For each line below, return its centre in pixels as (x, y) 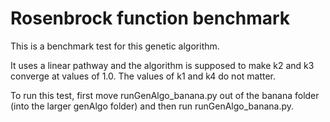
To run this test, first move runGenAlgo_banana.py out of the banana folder (165, 95)
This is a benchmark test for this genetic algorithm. (115, 46)
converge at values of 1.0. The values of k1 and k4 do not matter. (143, 76)
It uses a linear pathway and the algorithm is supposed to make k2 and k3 (162, 65)
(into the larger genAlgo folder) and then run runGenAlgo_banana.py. (152, 106)
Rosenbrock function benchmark (150, 18)
